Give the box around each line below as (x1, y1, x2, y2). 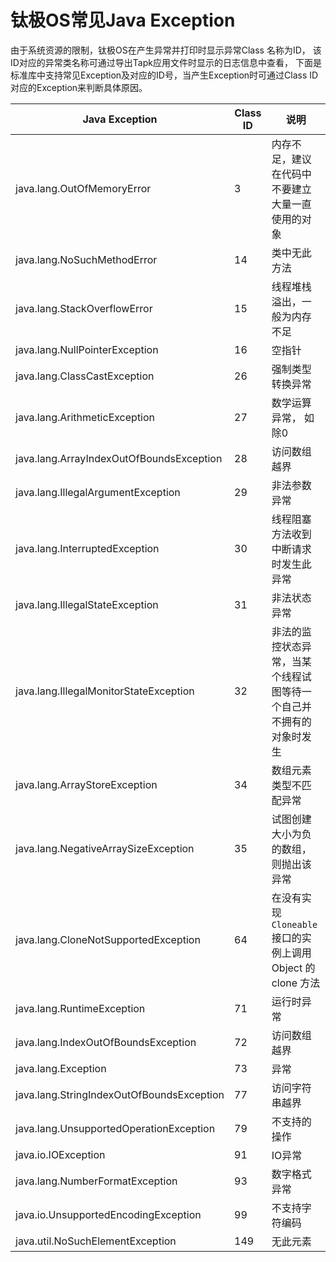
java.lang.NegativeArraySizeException (15, 841, 195, 855)
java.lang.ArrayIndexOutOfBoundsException (15, 451, 223, 465)
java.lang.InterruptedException (15, 541, 160, 555)
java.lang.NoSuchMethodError (15, 252, 158, 266)
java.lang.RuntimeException (15, 1001, 146, 1015)
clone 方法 (271, 976, 321, 990)
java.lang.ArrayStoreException (15, 777, 158, 791)
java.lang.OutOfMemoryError (15, 181, 152, 195)
